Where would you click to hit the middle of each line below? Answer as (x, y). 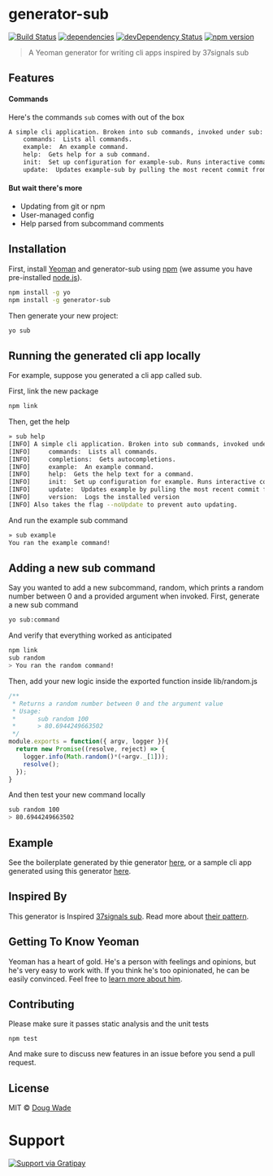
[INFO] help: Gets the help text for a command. (102, 474)
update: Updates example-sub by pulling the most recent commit (136, 169)
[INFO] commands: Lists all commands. (83, 452)
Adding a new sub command (82, 568)
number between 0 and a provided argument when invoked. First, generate (134, 596)
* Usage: (27, 711)
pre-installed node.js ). (45, 277)
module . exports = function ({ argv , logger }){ (89, 742)
